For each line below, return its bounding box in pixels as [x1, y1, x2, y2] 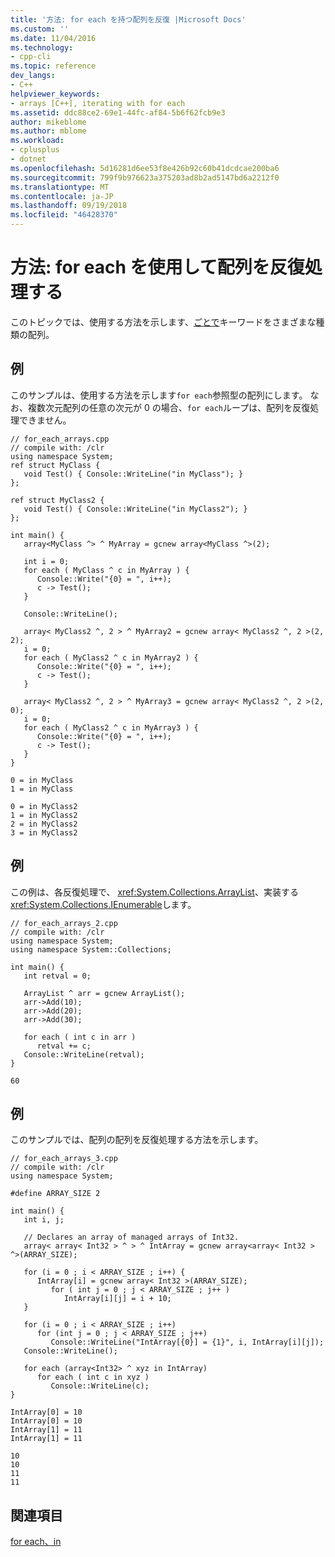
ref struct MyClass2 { [10, 495, 105, 505]
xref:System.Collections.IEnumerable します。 [10, 898, 197, 910]
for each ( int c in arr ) [23, 1032, 137, 1042]
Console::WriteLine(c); [50, 1381, 150, 1391]
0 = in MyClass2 [10, 801, 78, 811]
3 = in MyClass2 [10, 827, 78, 838]
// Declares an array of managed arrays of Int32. [23, 1232, 240, 1243]
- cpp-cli [10, 52, 52, 62]
